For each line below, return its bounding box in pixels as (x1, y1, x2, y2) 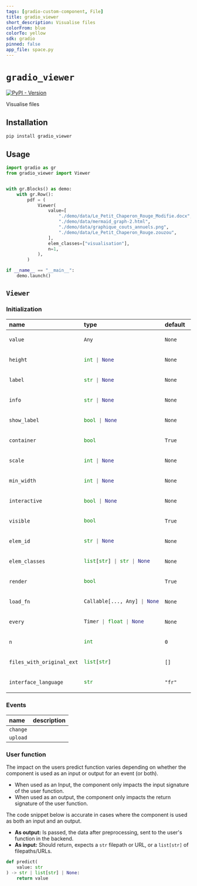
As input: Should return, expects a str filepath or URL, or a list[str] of (14, 841, 189, 848)
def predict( (6, 858, 38, 865)
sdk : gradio (6, 36, 35, 42)
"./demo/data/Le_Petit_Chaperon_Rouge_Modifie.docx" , (58, 213, 193, 219)
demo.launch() (16, 273, 51, 279)
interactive (9, 497, 43, 504)
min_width (9, 477, 36, 484)
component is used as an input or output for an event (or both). (6, 769, 158, 777)
